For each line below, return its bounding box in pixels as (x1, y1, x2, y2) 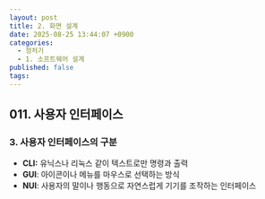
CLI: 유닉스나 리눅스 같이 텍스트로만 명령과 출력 (21, 158, 189, 169)
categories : (9, 38, 54, 48)
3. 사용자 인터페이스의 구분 (9, 136, 118, 149)
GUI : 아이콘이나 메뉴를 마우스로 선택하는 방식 (21, 169, 181, 180)
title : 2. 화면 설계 (9, 22, 79, 30)
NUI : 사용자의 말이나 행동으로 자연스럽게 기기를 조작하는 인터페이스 (21, 180, 257, 191)
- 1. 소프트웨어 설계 (17, 55, 85, 64)
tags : (9, 72, 30, 81)
